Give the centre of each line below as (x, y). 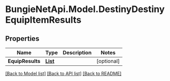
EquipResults (24, 61)
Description (77, 53)
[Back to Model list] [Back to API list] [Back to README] (63, 73)
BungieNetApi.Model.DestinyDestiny (85, 9)
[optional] (108, 61)
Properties (22, 38)
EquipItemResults (43, 20)
